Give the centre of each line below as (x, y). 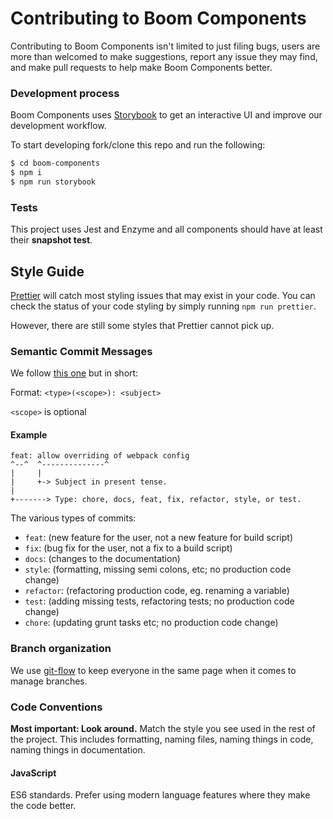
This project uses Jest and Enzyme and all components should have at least (166, 229)
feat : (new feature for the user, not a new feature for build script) (158, 538)
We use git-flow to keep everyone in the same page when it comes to (153, 670)
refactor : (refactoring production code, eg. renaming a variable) (157, 591)
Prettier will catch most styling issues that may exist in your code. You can (163, 295)
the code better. (43, 806)
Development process (65, 93)
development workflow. (58, 126)
